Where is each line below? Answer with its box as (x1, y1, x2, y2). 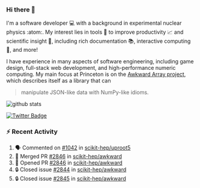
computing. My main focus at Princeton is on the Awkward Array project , (6, 70, 186, 78)
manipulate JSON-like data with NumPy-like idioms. (20, 89, 149, 96)
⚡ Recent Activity (6, 128, 58, 136)
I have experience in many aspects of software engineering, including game (6, 58, 194, 65)
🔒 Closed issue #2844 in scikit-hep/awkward (14, 166, 127, 173)
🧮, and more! (6, 46, 38, 54)
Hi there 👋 (6, 5, 36, 14)
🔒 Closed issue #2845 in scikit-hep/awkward (14, 175, 126, 182)
